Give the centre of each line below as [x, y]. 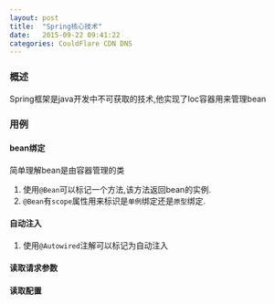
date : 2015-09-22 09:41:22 [65, 35]
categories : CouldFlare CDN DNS [71, 43]
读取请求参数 [33, 268]
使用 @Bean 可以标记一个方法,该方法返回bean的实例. [117, 189]
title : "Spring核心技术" [56, 26]
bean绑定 [27, 148]
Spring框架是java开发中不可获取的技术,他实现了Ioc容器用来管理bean [138, 99]
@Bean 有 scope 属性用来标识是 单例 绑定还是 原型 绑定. [114, 201]
